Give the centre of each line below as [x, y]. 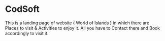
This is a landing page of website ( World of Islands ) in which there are [77, 23]
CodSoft [22, 9]
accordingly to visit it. [27, 33]
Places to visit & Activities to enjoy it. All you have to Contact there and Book [82, 28]
